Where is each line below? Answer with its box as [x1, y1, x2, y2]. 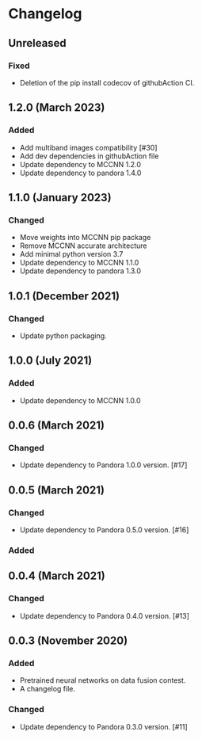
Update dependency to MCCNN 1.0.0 [19, 395, 141, 405]
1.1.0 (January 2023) [8, 191, 112, 204]
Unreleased [8, 36, 67, 50]
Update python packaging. [19, 330, 107, 341]
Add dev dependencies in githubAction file [19, 151, 159, 161]
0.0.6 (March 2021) [8, 419, 105, 432]
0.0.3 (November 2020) [8, 634, 128, 647]
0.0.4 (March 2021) [8, 569, 105, 583]
